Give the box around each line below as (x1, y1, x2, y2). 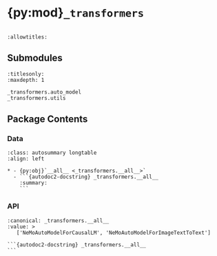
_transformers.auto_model (7, 88, 81, 96)
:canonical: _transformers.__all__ (7, 217, 110, 224)
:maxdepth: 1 (7, 76, 45, 83)
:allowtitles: (7, 33, 48, 41)
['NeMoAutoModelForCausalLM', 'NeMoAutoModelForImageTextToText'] (16, 229, 211, 236)
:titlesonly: (7, 70, 45, 77)
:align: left (7, 156, 45, 162)
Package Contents (7, 114, 88, 125)
